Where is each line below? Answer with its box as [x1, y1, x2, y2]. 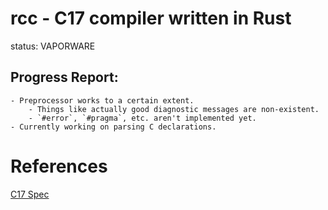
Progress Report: [10, 69, 119, 86]
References [10, 155, 108, 177]
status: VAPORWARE [10, 40, 96, 52]
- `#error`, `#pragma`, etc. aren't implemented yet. [28, 113, 257, 123]
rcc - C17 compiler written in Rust [10, 7, 292, 30]
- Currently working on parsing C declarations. [10, 122, 217, 132]
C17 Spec [10, 188, 50, 200]
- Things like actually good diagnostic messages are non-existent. [28, 104, 320, 114]
